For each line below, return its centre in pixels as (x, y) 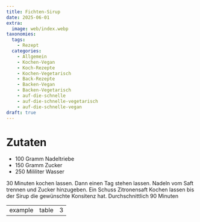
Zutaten (27, 142)
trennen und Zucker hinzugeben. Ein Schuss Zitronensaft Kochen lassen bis (100, 190)
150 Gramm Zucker (39, 165)
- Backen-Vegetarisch (44, 90)
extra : (14, 23)
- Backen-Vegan (36, 85)
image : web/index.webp (40, 29)
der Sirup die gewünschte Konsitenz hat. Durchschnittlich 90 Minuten (92, 196)
